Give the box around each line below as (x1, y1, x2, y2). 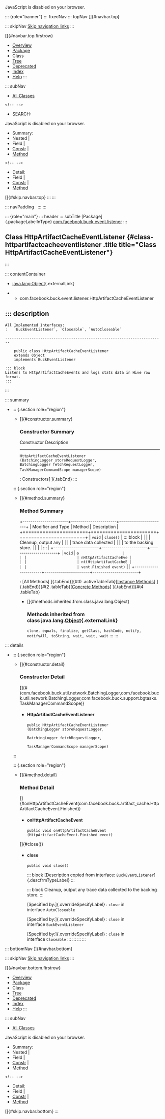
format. (5, 374, 21, 379)
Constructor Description (19, 439, 69, 445)
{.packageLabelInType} (5, 219, 53, 225)
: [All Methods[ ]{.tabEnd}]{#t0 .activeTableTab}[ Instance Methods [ (19, 579, 156, 585)
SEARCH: (12, 111, 31, 117)
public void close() (27, 863, 69, 868)
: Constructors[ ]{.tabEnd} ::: (19, 476, 77, 482)
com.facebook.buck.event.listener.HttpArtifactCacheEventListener (19, 295, 154, 301)
